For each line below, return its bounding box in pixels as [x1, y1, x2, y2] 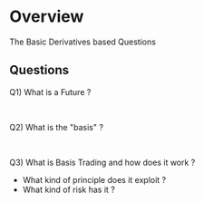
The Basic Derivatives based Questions [9, 36, 157, 47]
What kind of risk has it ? [22, 184, 115, 195]
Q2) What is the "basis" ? [9, 121, 104, 132]
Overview [9, 6, 84, 27]
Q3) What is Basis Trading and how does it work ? [9, 157, 196, 168]
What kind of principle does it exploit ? [22, 174, 166, 185]
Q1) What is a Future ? [9, 86, 92, 97]
